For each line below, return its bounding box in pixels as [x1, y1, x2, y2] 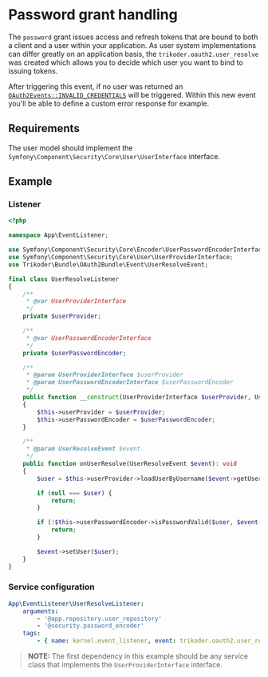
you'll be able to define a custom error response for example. [8, 98, 210, 108]
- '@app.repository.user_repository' [37, 615, 162, 623]
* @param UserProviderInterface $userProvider [26, 371, 183, 379]
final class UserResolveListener [8, 274, 120, 283]
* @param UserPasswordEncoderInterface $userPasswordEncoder [26, 379, 234, 387]
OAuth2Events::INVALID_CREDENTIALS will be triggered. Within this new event [8, 90, 257, 99]
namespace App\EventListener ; [8, 231, 109, 239]
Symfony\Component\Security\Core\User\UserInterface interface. [8, 151, 221, 161]
